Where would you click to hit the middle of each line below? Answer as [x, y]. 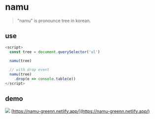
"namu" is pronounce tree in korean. [54, 21]
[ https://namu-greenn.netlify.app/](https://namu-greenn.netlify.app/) [80, 111]
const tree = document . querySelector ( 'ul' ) [55, 52]
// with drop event [30, 70]
